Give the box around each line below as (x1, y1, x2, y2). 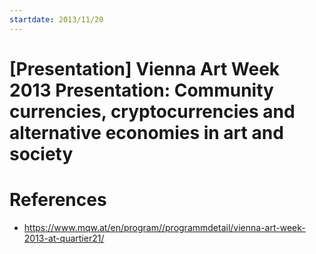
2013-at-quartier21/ (23, 232, 105, 244)
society (9, 142, 74, 165)
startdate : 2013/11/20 (9, 14, 104, 25)
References (9, 189, 107, 211)
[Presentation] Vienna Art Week (9, 57, 281, 80)
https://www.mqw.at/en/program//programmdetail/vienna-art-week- (23, 221, 306, 233)
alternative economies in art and (9, 121, 284, 144)
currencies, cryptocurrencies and (9, 100, 296, 123)
